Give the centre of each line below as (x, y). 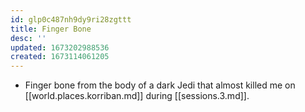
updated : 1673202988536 (60, 47)
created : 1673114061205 (60, 57)
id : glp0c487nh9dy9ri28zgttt (71, 19)
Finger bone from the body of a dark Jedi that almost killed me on (160, 85)
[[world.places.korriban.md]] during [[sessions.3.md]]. (137, 96)
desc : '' (28, 38)
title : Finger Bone (51, 29)
